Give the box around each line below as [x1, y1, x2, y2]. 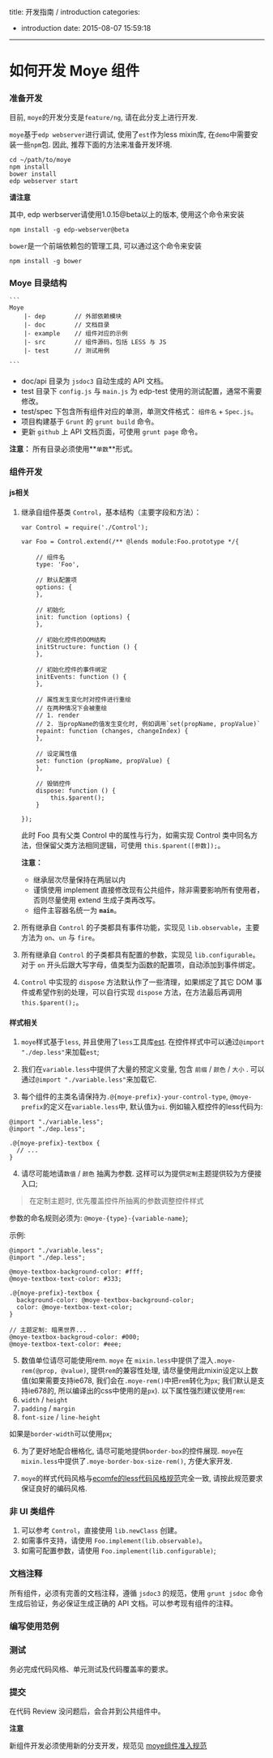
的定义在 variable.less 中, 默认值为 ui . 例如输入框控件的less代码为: [42, 1102, 263, 1112]
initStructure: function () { [36, 642, 138, 651]
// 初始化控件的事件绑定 [36, 665, 108, 674]
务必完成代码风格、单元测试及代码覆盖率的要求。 [9, 1664, 173, 1674]
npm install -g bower [9, 258, 83, 266]
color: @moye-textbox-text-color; [16, 1304, 133, 1312]
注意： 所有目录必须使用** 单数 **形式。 [9, 444, 137, 454]
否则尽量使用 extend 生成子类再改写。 [32, 894, 160, 905]
